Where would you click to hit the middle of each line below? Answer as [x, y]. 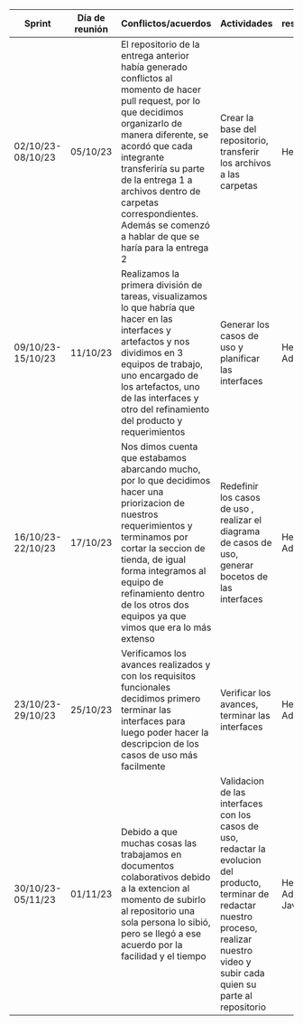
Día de [91, 18]
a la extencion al [155, 888]
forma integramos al [163, 571]
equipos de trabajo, [161, 364]
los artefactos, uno [160, 386]
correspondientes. [159, 214]
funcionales [146, 687]
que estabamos [153, 458]
